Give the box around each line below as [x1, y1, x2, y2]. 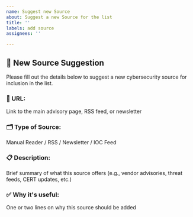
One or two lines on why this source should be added [6, 204, 136, 211]
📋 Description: [6, 154, 51, 162]
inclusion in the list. [6, 79, 53, 86]
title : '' [6, 20, 31, 25]
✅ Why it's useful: [6, 190, 59, 199]
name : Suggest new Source [6, 8, 70, 15]
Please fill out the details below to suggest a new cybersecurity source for [6, 73, 188, 80]
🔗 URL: [6, 94, 26, 102]
